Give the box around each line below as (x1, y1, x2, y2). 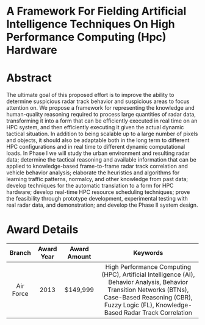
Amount (67, 252, 92, 261)
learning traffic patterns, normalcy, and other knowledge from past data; (6, 176, 188, 183)
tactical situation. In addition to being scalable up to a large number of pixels (6, 130, 198, 138)
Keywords (133, 249, 164, 257)
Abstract (6, 71, 52, 85)
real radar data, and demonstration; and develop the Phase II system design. (6, 201, 198, 209)
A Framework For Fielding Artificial (6, 4, 187, 18)
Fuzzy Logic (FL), (104, 301, 154, 309)
